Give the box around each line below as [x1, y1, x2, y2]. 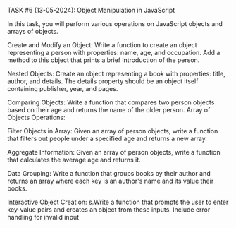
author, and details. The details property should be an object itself [7, 77, 199, 85]
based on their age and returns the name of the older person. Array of [7, 106, 211, 114]
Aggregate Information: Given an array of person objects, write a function [7, 148, 221, 156]
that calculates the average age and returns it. [7, 155, 141, 164]
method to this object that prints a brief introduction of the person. [7, 56, 200, 64]
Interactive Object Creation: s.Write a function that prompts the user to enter [7, 198, 229, 206]
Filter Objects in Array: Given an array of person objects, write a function [7, 127, 218, 135]
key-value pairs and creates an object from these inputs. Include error [7, 205, 211, 214]
